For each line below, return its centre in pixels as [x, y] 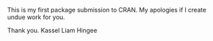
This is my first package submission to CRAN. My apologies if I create [107, 10]
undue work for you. [36, 17]
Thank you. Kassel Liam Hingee [52, 30]
